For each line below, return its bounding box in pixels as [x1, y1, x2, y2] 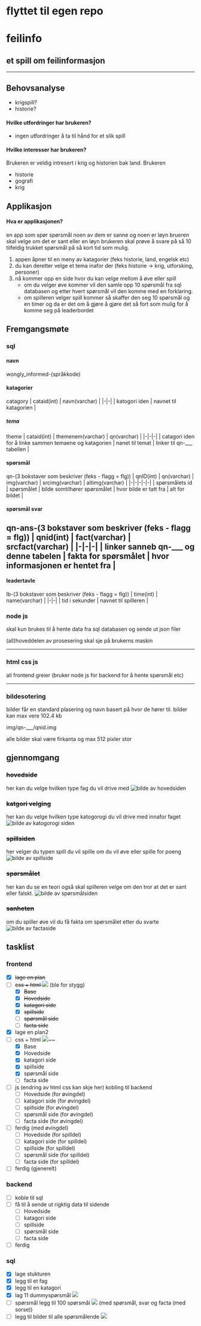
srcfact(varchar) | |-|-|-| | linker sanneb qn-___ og [6, 542, 195, 552]
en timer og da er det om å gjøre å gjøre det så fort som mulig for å [23, 300, 188, 307]
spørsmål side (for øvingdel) [23, 1110, 94, 1118]
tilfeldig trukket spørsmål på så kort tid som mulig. [6, 244, 130, 251]
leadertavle [6, 577, 36, 584]
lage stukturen [14, 1270, 51, 1277]
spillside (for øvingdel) [23, 1104, 80, 1111]
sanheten [6, 904, 35, 913]
